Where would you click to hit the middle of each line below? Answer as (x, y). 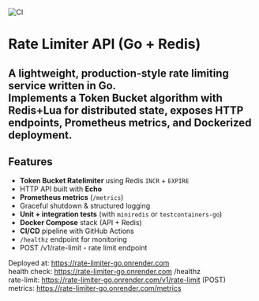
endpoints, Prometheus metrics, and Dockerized (130, 122)
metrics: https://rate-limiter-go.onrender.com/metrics (95, 288)
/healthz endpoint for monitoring (73, 239)
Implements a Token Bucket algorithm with (116, 98)
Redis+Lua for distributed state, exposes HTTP (126, 110)
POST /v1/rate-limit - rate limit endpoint (83, 248)
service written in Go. (62, 86)
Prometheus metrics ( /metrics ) (71, 198)
